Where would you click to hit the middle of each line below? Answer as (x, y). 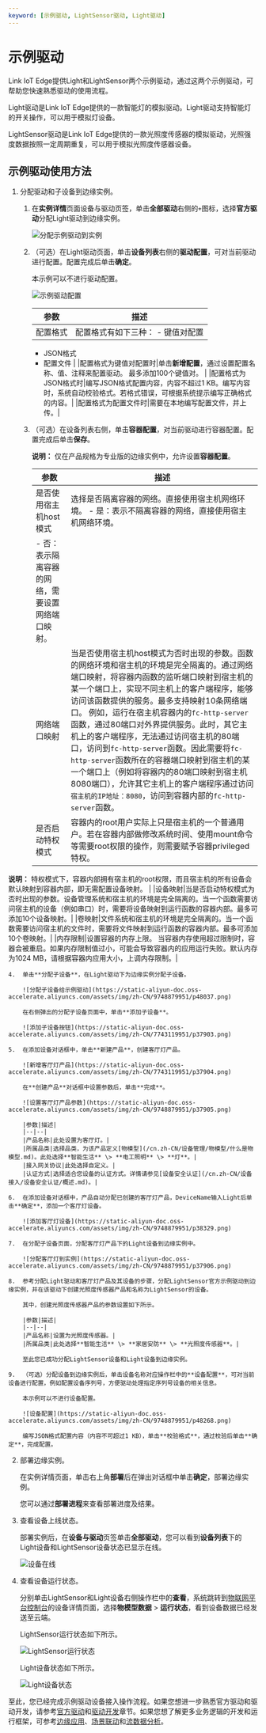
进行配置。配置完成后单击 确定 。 (84, 262)
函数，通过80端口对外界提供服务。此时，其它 (155, 725)
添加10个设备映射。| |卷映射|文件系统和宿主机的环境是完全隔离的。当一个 (127, 919)
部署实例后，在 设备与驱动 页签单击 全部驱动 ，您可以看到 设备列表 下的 (131, 1538)
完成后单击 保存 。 (66, 439)
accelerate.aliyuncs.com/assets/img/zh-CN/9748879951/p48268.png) (120, 1421)
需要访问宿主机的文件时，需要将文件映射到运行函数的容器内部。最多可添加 (136, 929)
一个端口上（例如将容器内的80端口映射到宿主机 (159, 772)
